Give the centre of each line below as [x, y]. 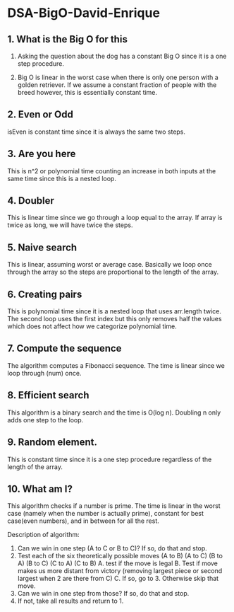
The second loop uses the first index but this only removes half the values [115, 319]
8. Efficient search [48, 395]
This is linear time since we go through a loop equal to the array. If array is [115, 218]
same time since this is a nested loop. [62, 178]
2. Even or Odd [41, 115]
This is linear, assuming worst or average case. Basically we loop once [110, 265]
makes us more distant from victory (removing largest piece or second [120, 571]
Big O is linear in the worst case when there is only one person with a [118, 77]
